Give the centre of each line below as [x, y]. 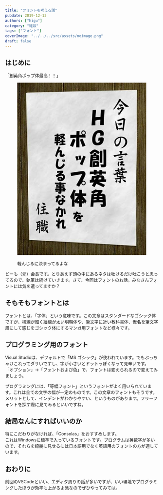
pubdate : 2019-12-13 [26, 15]
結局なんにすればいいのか [44, 422]
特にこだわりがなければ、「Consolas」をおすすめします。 [62, 434]
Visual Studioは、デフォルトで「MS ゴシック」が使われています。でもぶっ [79, 357]
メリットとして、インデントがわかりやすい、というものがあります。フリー [79, 398]
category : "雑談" [22, 26]
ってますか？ [47, 286]
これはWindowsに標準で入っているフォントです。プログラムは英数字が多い [80, 440]
